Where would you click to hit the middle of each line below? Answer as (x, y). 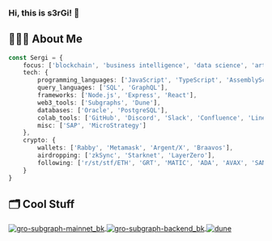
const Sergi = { (36, 57)
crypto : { (40, 141)
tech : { (36, 73)
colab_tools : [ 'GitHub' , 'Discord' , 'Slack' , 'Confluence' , (141, 118)
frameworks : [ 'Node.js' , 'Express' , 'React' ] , (117, 95)
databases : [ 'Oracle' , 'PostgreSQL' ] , (103, 110)
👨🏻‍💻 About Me (45, 39)
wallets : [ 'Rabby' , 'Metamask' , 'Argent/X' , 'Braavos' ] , (136, 148)
